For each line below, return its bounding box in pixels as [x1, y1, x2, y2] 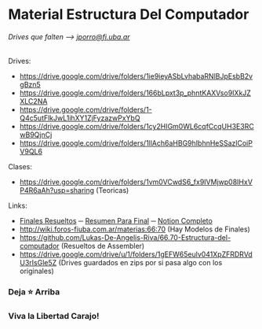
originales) [19, 266, 55, 276]
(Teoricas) [96, 186, 129, 195]
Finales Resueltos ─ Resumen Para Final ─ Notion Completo [19, 216, 213, 226]
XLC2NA [19, 97, 48, 106]
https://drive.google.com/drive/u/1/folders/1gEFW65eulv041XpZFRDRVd [19, 250, 253, 259]
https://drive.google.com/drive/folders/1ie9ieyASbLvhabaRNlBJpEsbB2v [19, 72, 253, 81]
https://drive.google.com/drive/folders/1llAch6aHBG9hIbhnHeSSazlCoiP [19, 139, 253, 148]
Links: [8, 201, 27, 210]
